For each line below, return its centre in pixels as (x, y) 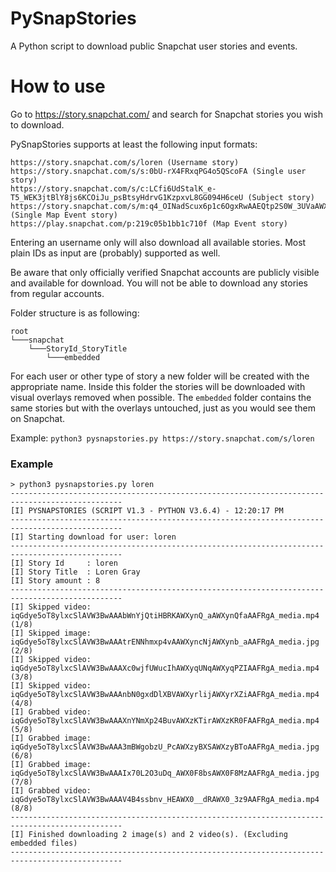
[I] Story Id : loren (64, 563)
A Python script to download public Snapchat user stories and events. (154, 46)
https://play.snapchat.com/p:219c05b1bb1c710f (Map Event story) (149, 223)
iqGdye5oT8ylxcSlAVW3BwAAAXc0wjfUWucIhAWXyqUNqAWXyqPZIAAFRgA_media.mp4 (165, 668)
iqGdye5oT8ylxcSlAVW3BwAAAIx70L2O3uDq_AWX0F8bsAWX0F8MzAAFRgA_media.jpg (165, 773)
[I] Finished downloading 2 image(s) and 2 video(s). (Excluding (149, 835)
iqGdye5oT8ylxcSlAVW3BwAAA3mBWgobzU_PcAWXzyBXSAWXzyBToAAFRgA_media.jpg (165, 747)
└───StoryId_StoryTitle (78, 348)
